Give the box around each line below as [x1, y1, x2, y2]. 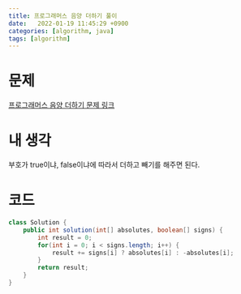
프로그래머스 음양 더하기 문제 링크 [8, 100, 115, 110]
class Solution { [8, 219, 67, 227]
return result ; [37, 264, 89, 272]
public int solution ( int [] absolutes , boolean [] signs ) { [23, 226, 223, 234]
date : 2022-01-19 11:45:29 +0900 [8, 19, 129, 28]
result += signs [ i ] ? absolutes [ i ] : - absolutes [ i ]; [51, 249, 235, 257]
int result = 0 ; [37, 233, 93, 241]
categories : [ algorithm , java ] [8, 27, 114, 35]
